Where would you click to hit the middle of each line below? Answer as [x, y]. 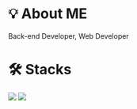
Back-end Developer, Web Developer [68, 36]
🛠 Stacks [40, 70]
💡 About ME [48, 14]
